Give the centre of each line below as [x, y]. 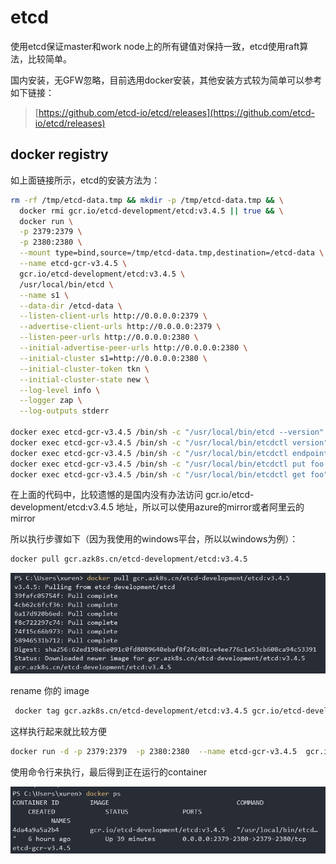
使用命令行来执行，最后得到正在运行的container [109, 772]
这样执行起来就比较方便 [58, 732]
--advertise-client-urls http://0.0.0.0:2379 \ [120, 327]
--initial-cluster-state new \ [84, 379]
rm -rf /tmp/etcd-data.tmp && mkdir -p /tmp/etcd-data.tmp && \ [147, 200]
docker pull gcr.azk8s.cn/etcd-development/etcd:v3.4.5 [129, 559]
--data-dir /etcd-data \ [71, 306]
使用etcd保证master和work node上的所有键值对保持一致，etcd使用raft [155, 46]
